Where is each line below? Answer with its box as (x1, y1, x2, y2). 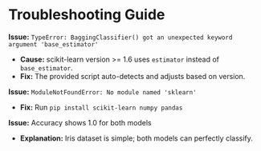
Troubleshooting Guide (8, 6, 165, 24)
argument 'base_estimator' (8, 40, 99, 49)
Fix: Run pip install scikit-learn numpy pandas (19, 102, 183, 112)
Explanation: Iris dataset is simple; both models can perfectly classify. (19, 133, 253, 143)
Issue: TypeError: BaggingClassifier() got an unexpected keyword (8, 32, 233, 42)
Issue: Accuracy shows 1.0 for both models (8, 117, 152, 127)
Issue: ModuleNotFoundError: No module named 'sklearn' (8, 86, 197, 97)
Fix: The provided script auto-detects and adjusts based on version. (19, 71, 246, 81)
